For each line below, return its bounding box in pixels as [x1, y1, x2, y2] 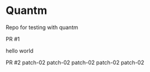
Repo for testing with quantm [5, 24, 78, 31]
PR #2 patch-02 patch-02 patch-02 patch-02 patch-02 [5, 59, 145, 66]
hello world [5, 47, 34, 54]
